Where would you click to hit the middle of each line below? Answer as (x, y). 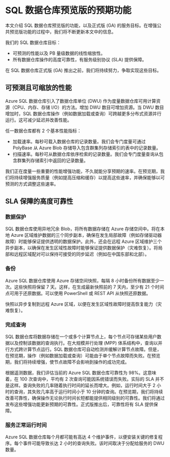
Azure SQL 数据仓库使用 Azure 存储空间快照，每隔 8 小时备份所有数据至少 (82, 280)
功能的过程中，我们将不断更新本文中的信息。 (69, 31)
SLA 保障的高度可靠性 (39, 201)
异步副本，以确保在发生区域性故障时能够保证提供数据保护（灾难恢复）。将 (82, 248)
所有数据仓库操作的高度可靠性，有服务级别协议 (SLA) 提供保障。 (79, 59)
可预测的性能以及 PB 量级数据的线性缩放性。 (59, 53)
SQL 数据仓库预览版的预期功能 (68, 10)
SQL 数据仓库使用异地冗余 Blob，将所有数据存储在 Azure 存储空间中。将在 (83, 229)
